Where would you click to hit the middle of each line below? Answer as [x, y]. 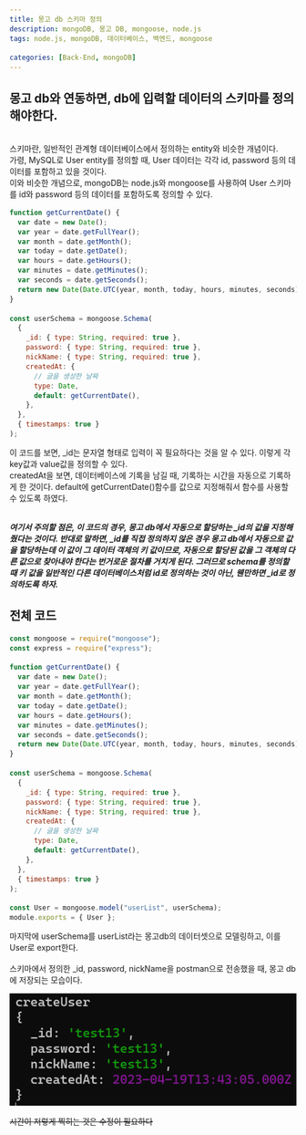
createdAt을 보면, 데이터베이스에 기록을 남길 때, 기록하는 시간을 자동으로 [138, 475]
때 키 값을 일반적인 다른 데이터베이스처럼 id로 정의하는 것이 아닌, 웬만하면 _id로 [148, 573]
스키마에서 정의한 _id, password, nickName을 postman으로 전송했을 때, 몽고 [147, 968]
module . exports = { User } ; [63, 918]
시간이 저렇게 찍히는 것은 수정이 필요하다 [81, 1121]
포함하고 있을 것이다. [70, 171]
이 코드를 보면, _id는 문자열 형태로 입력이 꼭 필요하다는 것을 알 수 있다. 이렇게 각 [150, 453]
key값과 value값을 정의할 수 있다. [69, 463]
